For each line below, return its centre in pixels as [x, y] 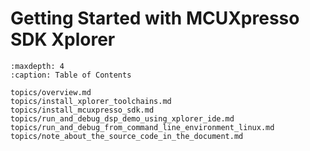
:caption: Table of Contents [71, 75]
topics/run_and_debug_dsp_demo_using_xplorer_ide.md [122, 118]
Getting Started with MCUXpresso [155, 18]
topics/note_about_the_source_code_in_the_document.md [127, 136]
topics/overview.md [51, 92]
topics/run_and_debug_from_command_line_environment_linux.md [142, 127]
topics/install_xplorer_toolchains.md [91, 101]
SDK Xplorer [63, 39]
